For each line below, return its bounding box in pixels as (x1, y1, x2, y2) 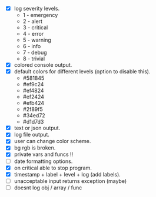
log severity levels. (14, 5, 60, 12)
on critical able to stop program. (14, 164, 92, 171)
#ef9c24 (22, 81, 44, 88)
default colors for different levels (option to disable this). (14, 68, 151, 75)
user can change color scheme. (14, 138, 91, 145)
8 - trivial (22, 55, 45, 62)
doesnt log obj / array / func (14, 184, 82, 191)
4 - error (22, 30, 44, 38)
